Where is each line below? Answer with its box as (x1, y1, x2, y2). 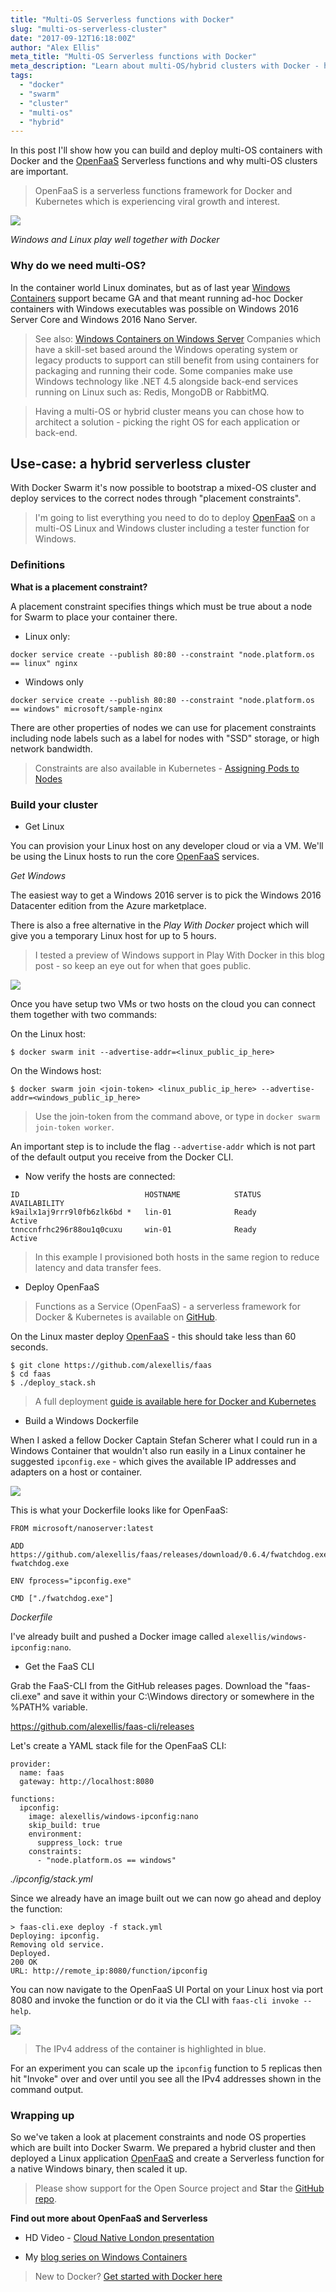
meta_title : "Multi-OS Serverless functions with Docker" (10, 52, 257, 62)
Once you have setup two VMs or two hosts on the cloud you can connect (10, 997, 316, 1010)
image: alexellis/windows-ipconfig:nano (28, 1811, 199, 1821)
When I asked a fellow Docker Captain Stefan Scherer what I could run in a (10, 1434, 318, 1446)
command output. (10, 2083, 84, 2095)
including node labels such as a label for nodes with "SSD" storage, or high (10, 732, 320, 744)
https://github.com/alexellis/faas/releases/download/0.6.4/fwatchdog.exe (10, 1549, 329, 1560)
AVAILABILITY (10, 1198, 65, 1208)
